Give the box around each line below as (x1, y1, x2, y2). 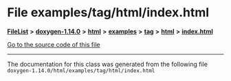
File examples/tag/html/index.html (7, 5, 210, 20)
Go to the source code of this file (7, 40, 100, 48)
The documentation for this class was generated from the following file (7, 60, 208, 68)
